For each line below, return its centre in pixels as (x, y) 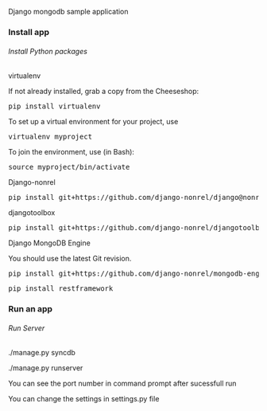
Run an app (31, 309)
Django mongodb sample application (68, 12)
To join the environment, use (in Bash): (72, 152)
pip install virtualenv (54, 106)
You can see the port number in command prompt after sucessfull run (122, 384)
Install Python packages (48, 51)
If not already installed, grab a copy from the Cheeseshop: (104, 92)
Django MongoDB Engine (50, 243)
